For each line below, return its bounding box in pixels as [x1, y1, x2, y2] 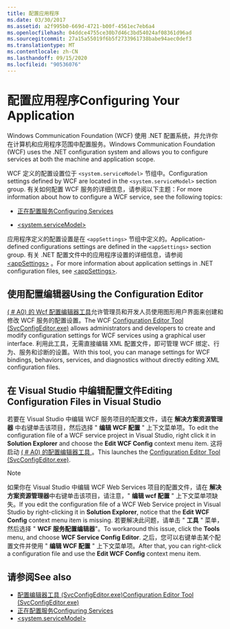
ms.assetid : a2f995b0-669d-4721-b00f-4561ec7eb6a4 [7, 23, 155, 29]
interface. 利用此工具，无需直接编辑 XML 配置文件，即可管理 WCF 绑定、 [7, 340, 214, 348]
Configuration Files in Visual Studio [7, 396, 161, 407]
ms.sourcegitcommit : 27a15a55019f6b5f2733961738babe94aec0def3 [7, 36, 192, 43]
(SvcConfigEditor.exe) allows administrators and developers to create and [7, 324, 216, 333]
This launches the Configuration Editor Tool [97, 448, 221, 456]
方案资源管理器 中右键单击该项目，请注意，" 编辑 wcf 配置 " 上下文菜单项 [7, 492, 213, 500]
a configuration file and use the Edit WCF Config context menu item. [7, 549, 201, 558]
